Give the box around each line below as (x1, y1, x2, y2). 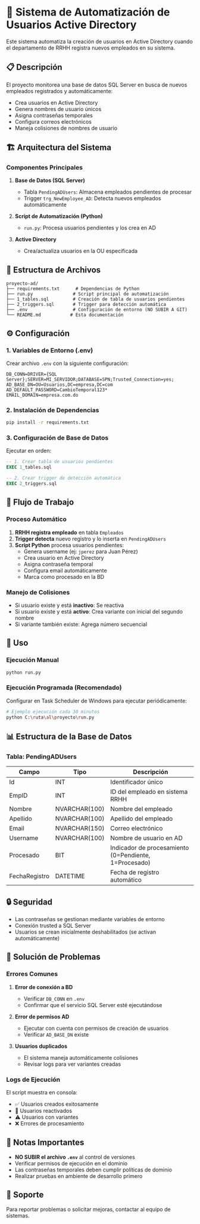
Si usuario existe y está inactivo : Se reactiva (14, 602, 124, 609)
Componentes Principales (6, 164, 83, 172)
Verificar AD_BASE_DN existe (23, 1030, 89, 1038)
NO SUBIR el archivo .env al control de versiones (14, 1153, 135, 1161)
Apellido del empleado (110, 815, 173, 823)
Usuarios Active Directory (6, 18, 137, 32)
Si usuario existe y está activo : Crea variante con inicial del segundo (14, 608, 183, 615)
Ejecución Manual (6, 656, 60, 664)
